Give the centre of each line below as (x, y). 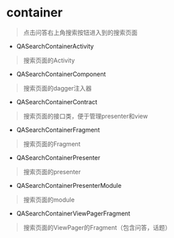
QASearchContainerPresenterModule (69, 185)
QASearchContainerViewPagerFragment (73, 213)
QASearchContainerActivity (55, 46)
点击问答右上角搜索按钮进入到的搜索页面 (80, 32)
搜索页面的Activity (49, 60)
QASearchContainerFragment (58, 130)
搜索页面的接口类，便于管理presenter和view (85, 116)
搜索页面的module (49, 200)
